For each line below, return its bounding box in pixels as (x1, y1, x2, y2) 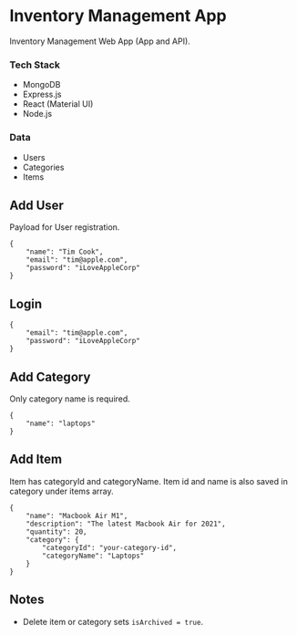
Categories (22, 162, 65, 172)
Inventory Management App (9, 5, 227, 26)
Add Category (9, 369, 91, 384)
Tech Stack (9, 58, 61, 71)
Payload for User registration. (9, 222, 120, 233)
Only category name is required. (9, 393, 130, 404)
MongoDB (22, 79, 61, 90)
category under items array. (9, 485, 114, 496)
